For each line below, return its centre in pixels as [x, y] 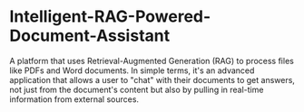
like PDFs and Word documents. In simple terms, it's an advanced [132, 70]
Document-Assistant [90, 36]
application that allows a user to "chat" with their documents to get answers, [152, 79]
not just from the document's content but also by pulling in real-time [137, 89]
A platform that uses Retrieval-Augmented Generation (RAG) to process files [152, 61]
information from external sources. [74, 99]
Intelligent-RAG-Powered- [110, 17]
